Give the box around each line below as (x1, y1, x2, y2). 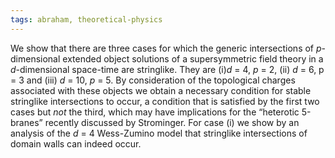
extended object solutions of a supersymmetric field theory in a (62, 52, 324, 65)
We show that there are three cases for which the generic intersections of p (10, 42, 322, 54)
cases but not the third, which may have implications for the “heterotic (10, 106, 300, 118)
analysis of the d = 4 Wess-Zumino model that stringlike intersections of (10, 127, 308, 139)
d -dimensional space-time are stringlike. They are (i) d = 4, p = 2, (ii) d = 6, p (10, 63, 325, 75)
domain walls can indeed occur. (10, 137, 142, 150)
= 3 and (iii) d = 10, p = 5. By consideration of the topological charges (10, 74, 296, 86)
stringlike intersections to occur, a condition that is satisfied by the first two (10, 95, 320, 107)
